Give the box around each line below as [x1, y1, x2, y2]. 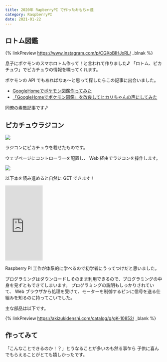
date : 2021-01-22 [5, 17, 41, 22]
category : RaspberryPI [5, 12, 52, 17]
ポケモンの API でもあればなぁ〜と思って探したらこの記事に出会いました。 [5, 77, 159, 83]
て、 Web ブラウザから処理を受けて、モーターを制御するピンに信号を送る [5, 288, 157, 294]
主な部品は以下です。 [5, 305, 49, 311]
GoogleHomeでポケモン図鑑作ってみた [12, 88, 92, 94]
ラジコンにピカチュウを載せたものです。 [5, 145, 88, 150]
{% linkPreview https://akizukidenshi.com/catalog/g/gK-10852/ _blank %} [5, 315, 156, 321]
